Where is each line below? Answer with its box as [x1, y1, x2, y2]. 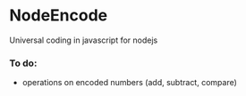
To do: [9, 57, 38, 69]
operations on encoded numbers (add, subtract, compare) [21, 77, 237, 88]
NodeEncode [9, 5, 108, 26]
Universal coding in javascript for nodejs [9, 35, 158, 45]
